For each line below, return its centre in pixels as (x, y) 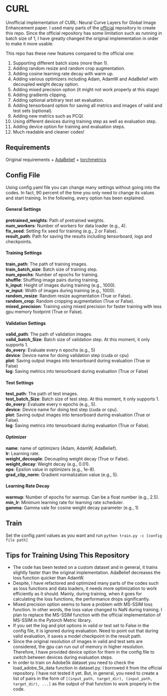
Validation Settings (26, 323)
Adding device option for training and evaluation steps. (69, 126)
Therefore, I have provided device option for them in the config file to (83, 652)
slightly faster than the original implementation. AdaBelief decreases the (87, 573)
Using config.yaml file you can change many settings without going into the (83, 187)
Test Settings (20, 382)
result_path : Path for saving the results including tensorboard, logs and (79, 236)
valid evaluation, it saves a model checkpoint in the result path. (77, 636)
